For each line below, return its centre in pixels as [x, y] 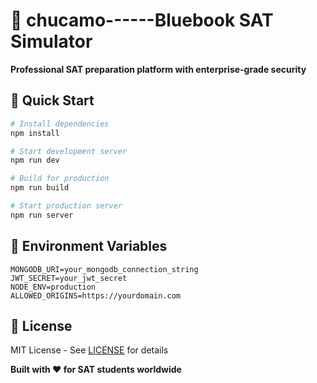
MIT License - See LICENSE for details [89, 350]
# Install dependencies [60, 124]
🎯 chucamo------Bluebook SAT [142, 20]
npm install [35, 133]
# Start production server [66, 206]
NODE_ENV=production [53, 287]
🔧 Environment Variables [89, 246]
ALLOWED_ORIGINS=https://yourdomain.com [96, 295]
